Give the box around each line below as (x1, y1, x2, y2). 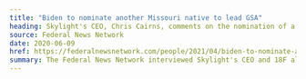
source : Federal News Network (9, 30, 125, 39)
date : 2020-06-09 (9, 38, 76, 48)
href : (9, 47, 30, 56)
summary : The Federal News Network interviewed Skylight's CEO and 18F (9, 55, 287, 64)
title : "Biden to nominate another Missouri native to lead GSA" (9, 13, 262, 23)
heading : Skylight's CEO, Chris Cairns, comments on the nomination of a (9, 22, 296, 31)
